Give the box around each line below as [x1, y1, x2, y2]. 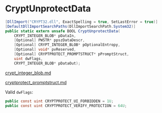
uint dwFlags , [14, 56, 43, 61]
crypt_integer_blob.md [5, 70, 51, 76]
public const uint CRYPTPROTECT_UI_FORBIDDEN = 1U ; [5, 99, 114, 104]
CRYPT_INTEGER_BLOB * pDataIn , [14, 33, 77, 38]
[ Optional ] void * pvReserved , [14, 47, 77, 52]
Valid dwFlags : [5, 89, 34, 95]
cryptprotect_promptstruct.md [5, 79, 67, 85]
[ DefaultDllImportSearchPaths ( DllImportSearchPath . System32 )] [5, 24, 136, 29]
